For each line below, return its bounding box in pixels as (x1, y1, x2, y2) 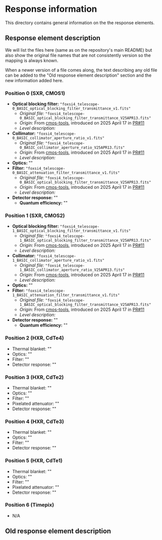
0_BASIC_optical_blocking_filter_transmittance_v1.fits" (12, 106, 131, 111)
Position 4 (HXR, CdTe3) (5, 418, 65, 425)
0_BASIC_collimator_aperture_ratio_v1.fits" (12, 136, 105, 141)
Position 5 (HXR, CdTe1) (5, 457, 63, 464)
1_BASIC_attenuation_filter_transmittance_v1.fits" (12, 293, 120, 298)
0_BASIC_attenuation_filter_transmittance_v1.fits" (12, 171, 120, 176)
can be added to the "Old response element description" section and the (5, 72, 152, 78)
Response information (5, 3, 97, 15)
